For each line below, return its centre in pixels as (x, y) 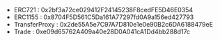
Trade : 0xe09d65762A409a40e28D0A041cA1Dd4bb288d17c (102, 31)
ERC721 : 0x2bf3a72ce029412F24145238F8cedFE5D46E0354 (103, 10)
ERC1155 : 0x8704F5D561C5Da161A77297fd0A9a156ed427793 (104, 17)
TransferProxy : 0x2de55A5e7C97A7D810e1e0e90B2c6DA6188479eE (113, 24)
